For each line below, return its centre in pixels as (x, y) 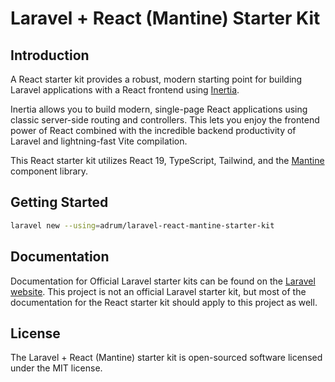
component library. (49, 171)
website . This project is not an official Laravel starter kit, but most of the (158, 291)
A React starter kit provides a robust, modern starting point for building (156, 79)
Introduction (50, 55)
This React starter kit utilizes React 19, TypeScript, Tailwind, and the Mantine (167, 160)
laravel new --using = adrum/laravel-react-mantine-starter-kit (142, 225)
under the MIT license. (56, 368)
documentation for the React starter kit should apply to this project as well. (164, 302)
